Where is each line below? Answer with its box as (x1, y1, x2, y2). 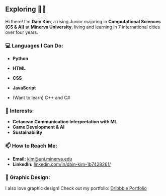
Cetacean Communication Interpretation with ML (12, 119, 117, 125)
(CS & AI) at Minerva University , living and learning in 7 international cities (5, 24, 160, 30)
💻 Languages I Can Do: (5, 42, 64, 49)
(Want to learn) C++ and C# (12, 94, 70, 101)
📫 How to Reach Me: (5, 142, 58, 150)
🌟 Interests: (5, 107, 34, 114)
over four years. (5, 29, 39, 35)
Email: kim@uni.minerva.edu (12, 156, 72, 162)
